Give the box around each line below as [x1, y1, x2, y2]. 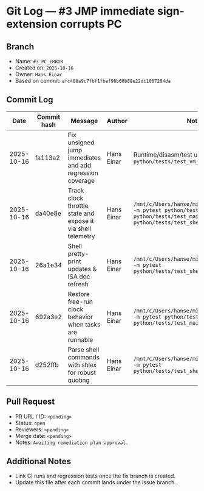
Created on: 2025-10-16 [15, 64, 74, 71]
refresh [67, 280, 89, 288]
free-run [67, 297, 93, 306]
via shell [67, 224, 92, 233]
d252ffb [35, 361, 59, 369]
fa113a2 [35, 154, 61, 162]
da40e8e [35, 209, 62, 217]
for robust [67, 368, 96, 376]
